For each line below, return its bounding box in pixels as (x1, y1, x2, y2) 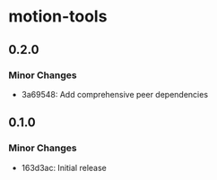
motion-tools (8, 6, 108, 27)
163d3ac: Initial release (21, 162, 107, 173)
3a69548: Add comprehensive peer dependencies (21, 89, 208, 99)
